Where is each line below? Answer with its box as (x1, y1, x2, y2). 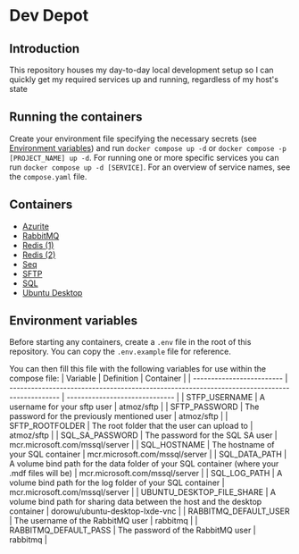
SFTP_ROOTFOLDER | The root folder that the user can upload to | (9, 421, 253, 432)
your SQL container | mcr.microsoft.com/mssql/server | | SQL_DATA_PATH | (9, 449, 287, 460)
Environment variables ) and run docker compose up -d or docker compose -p (9, 142, 287, 153)
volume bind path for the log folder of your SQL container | (9, 477, 225, 488)
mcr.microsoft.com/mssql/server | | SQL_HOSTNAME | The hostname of (9, 440, 275, 450)
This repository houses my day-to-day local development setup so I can (9, 64, 274, 75)
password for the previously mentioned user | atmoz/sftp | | (9, 411, 228, 422)
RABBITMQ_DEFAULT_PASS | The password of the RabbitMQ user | (9, 525, 256, 536)
